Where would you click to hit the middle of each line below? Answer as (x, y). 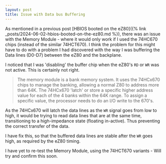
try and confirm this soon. (31, 156)
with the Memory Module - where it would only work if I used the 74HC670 (81, 39)
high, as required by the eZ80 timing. (43, 141)
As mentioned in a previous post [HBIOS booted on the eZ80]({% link (76, 28)
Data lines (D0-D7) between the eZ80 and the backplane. (64, 55)
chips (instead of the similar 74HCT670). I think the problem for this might (80, 44)
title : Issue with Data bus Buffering (45, 14)
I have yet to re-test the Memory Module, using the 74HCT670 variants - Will (83, 151)
